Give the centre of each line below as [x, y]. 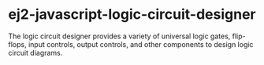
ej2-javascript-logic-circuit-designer [132, 14]
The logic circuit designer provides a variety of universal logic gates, [119, 36]
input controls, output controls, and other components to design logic [141, 44]
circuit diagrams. [35, 52]
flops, [17, 44]
